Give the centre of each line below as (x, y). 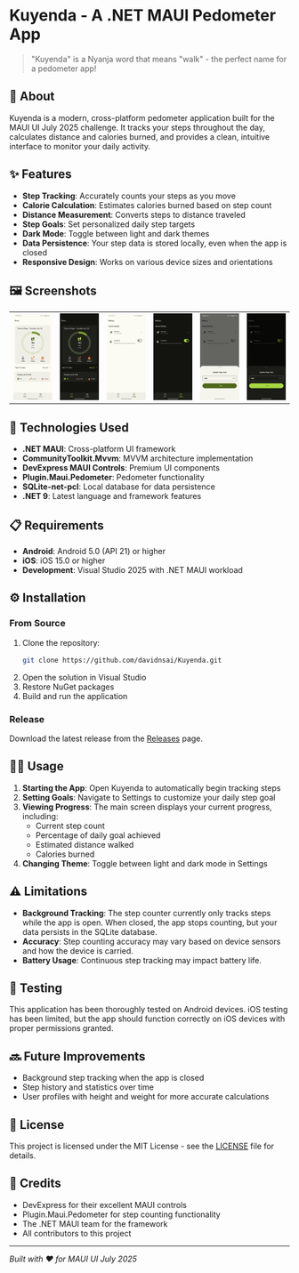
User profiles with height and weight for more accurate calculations (145, 1097)
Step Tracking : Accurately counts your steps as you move (129, 196)
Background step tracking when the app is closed (113, 1078)
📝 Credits (36, 1184)
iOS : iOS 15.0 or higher (64, 560)
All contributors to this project (77, 1233)
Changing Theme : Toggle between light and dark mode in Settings (145, 863)
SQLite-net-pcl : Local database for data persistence (118, 487)
